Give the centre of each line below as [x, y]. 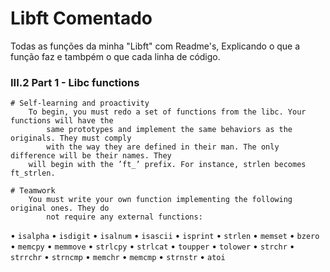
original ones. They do [60, 208]
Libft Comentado [81, 18]
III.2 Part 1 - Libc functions [75, 82]
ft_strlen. [33, 173]
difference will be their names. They [91, 156]
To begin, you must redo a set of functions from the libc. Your [167, 112]
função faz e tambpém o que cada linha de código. [115, 56]
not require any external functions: [124, 217]
